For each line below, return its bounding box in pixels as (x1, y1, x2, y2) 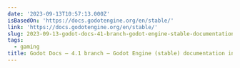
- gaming (14, 43, 40, 50)
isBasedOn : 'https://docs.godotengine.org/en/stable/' (7, 17, 174, 24)
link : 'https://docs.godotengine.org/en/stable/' (7, 23, 159, 30)
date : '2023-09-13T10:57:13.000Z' (7, 10, 111, 18)
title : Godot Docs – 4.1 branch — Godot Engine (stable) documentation (7, 50, 225, 57)
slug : (7, 30, 24, 38)
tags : (7, 37, 24, 44)
